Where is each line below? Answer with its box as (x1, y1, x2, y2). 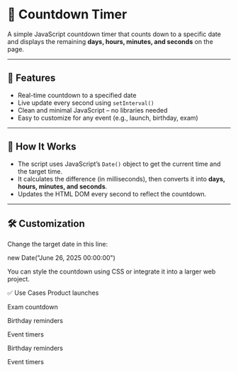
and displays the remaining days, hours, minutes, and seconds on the (7, 37, 214, 45)
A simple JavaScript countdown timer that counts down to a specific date (7, 30, 222, 38)
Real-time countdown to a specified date (17, 91, 137, 99)
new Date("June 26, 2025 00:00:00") (7, 254, 115, 262)
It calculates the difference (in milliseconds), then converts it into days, (17, 174, 225, 183)
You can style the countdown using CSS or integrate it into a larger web (7, 267, 216, 276)
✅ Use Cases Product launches (7, 288, 99, 297)
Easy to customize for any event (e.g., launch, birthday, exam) (17, 113, 198, 122)
